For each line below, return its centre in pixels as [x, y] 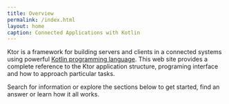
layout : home [26, 26]
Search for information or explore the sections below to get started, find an [113, 87]
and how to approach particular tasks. [61, 74]
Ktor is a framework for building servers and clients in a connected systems [114, 52]
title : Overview [30, 13]
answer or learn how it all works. [53, 94]
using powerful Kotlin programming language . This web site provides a [108, 60]
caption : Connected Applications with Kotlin [73, 32]
